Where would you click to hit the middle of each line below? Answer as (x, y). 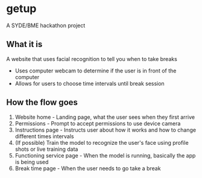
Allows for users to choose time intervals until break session (90, 83)
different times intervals (44, 136)
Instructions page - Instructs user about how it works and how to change (106, 130)
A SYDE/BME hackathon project (46, 25)
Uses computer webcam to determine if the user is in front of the (96, 71)
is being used (32, 162)
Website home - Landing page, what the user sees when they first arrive (105, 117)
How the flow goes (42, 102)
